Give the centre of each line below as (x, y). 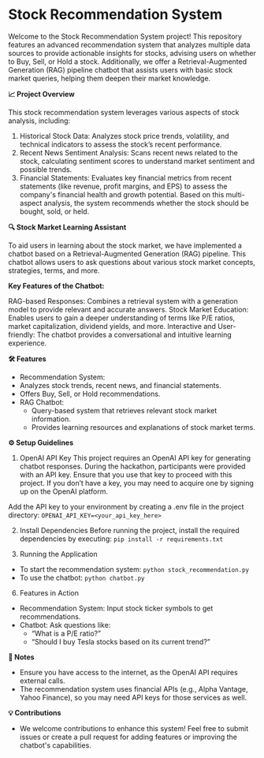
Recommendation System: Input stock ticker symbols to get (116, 608)
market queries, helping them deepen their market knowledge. (110, 78)
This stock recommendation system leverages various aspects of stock (124, 112)
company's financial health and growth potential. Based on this (122, 194)
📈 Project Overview (41, 94)
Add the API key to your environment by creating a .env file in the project (126, 506)
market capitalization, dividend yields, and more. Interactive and (112, 326)
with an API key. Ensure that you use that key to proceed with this (126, 474)
